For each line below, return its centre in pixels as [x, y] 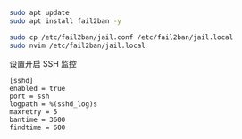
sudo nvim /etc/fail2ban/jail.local [77, 45]
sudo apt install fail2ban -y [66, 21]
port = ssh [29, 96]
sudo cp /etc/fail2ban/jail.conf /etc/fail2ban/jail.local [121, 37]
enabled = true [38, 88]
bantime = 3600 [38, 119]
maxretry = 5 [33, 111]
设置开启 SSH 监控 [43, 63]
